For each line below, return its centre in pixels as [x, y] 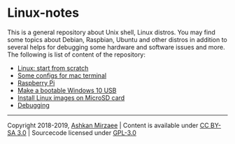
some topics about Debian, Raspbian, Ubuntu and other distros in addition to [117, 39]
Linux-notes [43, 13]
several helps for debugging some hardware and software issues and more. [116, 47]
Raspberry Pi [36, 82]
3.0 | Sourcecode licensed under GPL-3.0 [77, 132]
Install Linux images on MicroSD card [71, 98]
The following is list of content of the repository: [76, 55]
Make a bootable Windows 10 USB [67, 90]
